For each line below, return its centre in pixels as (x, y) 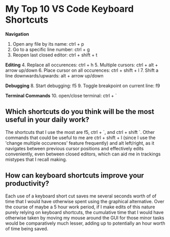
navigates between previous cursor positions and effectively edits (75, 148)
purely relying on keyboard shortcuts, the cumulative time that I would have (84, 212)
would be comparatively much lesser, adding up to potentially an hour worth (85, 223)
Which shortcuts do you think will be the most (80, 112)
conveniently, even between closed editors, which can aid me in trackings (83, 154)
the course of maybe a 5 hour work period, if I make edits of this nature (80, 207)
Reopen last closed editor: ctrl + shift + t (55, 55)
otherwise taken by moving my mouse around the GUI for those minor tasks (85, 218)
